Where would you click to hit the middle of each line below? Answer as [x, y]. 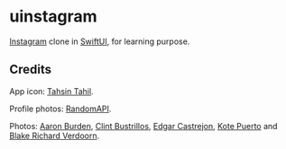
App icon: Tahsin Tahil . [51, 91]
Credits [31, 70]
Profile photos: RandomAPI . [60, 109]
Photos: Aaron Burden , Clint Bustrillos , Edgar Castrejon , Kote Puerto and [143, 126]
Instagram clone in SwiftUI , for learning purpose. [100, 41]
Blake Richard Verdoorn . [55, 136]
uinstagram [53, 17]
